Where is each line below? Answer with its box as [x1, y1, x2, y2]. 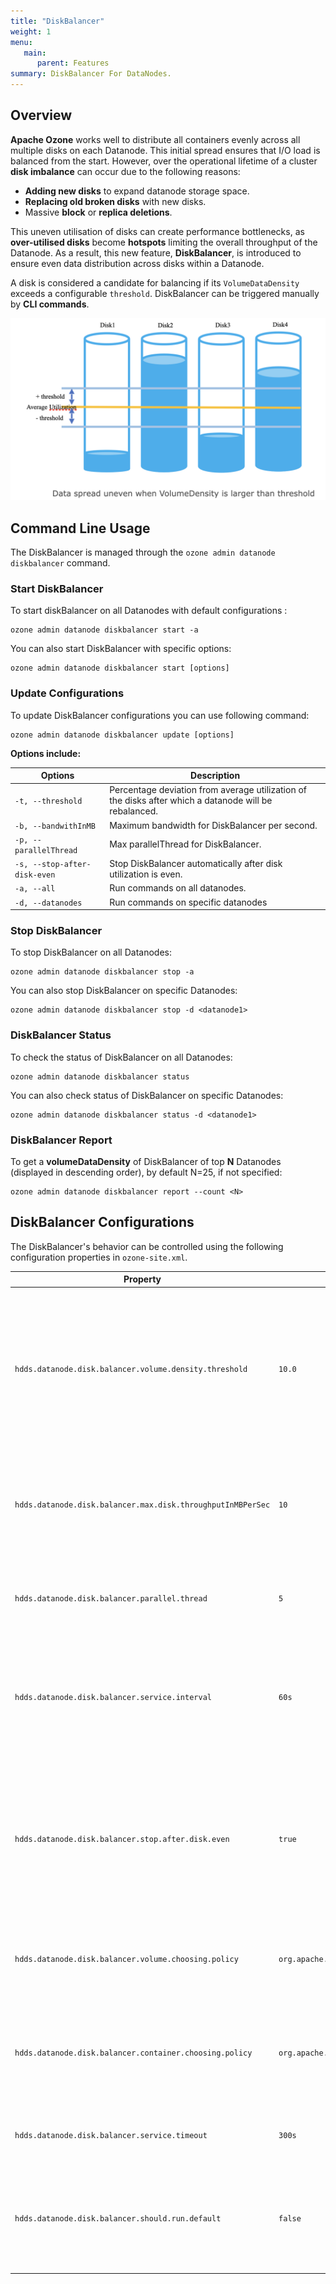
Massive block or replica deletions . [24, 206, 173, 218]
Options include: [10, 747, 82, 759]
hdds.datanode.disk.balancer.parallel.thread [14, 1594, 208, 1604]
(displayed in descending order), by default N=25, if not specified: [10, 1166, 283, 1178]
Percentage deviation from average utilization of [109, 784, 307, 796]
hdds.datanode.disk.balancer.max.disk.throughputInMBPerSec [14, 1500, 271, 1510]
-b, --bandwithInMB [14, 821, 96, 831]
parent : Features [36, 58, 110, 69]
